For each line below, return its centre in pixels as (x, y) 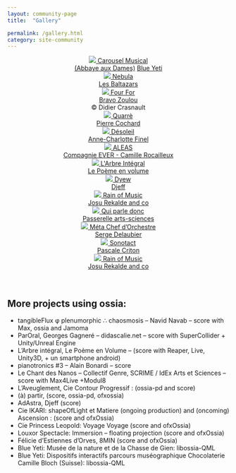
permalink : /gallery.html (45, 33)
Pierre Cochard (118, 124)
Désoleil (123, 132)
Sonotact (123, 243)
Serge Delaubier (118, 234)
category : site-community (45, 40)
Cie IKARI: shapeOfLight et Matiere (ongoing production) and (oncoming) (123, 411)
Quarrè (123, 116)
